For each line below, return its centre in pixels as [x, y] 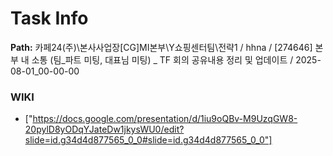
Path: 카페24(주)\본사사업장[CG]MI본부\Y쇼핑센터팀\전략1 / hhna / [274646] [161, 47]
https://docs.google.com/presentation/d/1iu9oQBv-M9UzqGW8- [165, 119]
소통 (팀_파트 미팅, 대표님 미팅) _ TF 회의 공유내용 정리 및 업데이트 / [162, 59]
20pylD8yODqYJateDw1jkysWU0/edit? [104, 129]
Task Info [49, 18]
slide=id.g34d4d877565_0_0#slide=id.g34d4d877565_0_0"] [148, 140]
